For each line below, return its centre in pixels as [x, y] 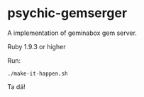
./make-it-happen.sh [38, 73]
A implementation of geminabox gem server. [72, 33]
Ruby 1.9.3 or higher [37, 46]
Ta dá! [17, 86]
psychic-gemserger [67, 13]
